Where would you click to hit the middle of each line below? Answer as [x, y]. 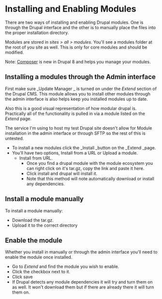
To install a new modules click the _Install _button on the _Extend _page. [84, 148]
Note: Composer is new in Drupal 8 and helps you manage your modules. [78, 62]
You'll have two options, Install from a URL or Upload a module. [75, 153]
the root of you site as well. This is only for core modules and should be [76, 47]
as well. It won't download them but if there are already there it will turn [83, 287]
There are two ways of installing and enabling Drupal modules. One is [74, 22]
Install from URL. [36, 158]
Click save [22, 277]
